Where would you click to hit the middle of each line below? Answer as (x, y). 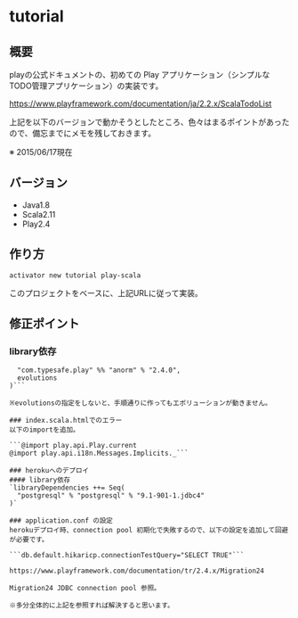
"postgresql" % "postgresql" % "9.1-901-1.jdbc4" (111, 496)
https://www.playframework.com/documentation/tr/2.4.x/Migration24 (137, 571)
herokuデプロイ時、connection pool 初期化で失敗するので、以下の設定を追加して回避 (149, 531)
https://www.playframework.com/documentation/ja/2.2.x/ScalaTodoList (141, 103)
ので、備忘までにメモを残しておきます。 (83, 133)
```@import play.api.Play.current (73, 446)
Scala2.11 (39, 214)
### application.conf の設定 (61, 521)
